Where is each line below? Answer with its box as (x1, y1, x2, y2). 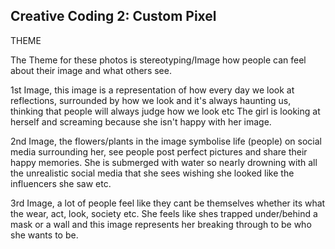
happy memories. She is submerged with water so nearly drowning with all (10, 156, 318, 168)
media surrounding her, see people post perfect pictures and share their (10, 145, 308, 158)
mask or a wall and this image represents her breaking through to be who (10, 218, 312, 230)
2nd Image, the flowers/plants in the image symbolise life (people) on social (10, 135, 322, 147)
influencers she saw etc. (10, 177, 112, 189)
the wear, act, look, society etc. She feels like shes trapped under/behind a (10, 207, 318, 219)
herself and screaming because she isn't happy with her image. (10, 115, 272, 128)
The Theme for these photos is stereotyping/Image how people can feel (10, 54, 307, 66)
